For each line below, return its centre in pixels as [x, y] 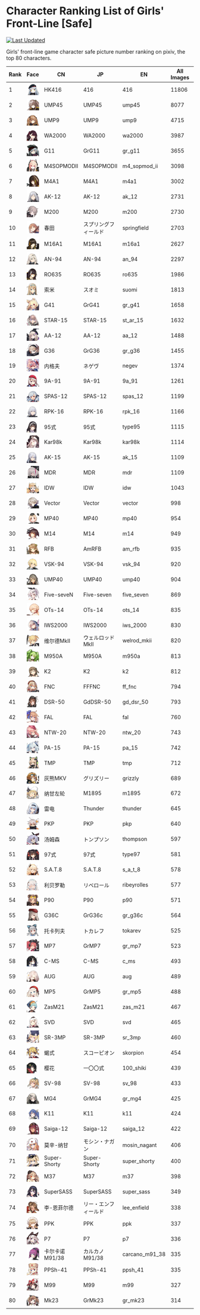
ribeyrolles [135, 885]
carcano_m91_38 [144, 1254]
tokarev [132, 931]
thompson [135, 839]
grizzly [131, 778]
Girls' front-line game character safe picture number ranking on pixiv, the [96, 51]
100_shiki [135, 1068]
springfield [135, 228]
